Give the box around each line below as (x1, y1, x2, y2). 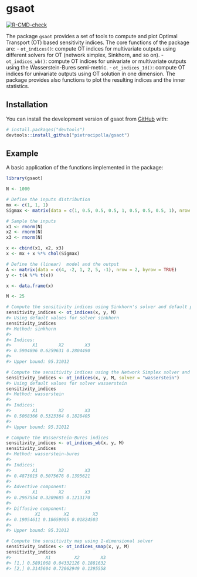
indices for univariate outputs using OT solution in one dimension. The (6, 70, 176, 77)
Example (6, 148, 39, 158)
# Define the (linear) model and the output (6, 261, 119, 267)
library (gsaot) (6, 175, 43, 181)
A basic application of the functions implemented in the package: (6, 164, 164, 171)
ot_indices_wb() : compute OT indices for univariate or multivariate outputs (6, 58, 186, 65)
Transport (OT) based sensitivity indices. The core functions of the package (6, 39, 189, 46)
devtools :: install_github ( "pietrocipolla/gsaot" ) (6, 132, 130, 138)
